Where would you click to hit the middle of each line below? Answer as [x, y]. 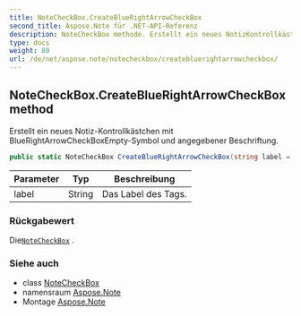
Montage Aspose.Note [64, 302]
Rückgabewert [42, 220]
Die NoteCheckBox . [42, 240]
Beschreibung [145, 178]
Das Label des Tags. [144, 193]
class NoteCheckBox [61, 283]
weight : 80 [30, 51]
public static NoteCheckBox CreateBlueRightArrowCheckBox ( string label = [150, 157]
